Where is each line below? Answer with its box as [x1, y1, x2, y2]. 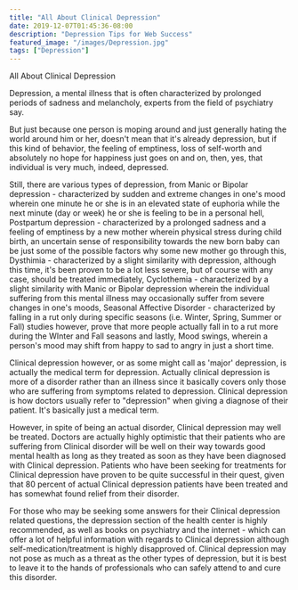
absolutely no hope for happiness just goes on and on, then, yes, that [9, 152, 263, 163]
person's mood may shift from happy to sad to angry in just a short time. [9, 340, 274, 351]
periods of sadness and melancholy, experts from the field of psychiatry [9, 97, 274, 108]
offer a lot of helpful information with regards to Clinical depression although [9, 534, 290, 545]
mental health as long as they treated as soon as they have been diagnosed [9, 451, 286, 462]
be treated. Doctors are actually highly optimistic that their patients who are [9, 431, 286, 442]
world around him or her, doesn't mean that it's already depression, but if [9, 134, 278, 144]
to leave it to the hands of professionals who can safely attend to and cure [9, 562, 282, 573]
